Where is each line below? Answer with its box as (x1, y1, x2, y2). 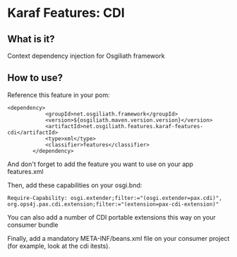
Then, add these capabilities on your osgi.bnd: (7, 181, 142, 189)
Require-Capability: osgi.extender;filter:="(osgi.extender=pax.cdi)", (7, 194, 222, 201)
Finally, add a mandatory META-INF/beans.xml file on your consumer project (7, 234, 230, 242)
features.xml (7, 167, 44, 175)
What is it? (7, 33, 55, 45)
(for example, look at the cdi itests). (7, 242, 111, 250)
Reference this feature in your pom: (7, 90, 111, 99)
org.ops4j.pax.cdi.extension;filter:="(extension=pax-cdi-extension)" (7, 201, 219, 208)
